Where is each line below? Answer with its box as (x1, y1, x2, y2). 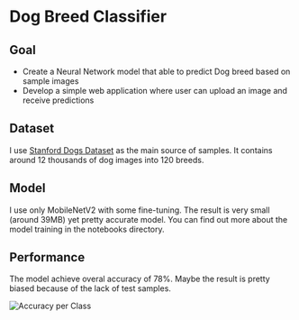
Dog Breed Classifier (9, 6, 168, 27)
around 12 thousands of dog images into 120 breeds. (9, 154, 204, 165)
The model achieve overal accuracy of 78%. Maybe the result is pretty (9, 273, 270, 285)
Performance (9, 250, 86, 265)
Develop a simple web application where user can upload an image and (22, 86, 288, 96)
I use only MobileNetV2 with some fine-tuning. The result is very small (9, 205, 270, 215)
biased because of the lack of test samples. (9, 283, 171, 294)
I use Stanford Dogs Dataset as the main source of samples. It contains (9, 144, 273, 155)
